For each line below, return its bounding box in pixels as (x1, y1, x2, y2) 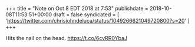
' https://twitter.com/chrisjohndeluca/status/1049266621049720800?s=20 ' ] (5, 17, 190, 24)
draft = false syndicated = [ (53, 11, 120, 18)
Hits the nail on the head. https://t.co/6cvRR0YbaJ (5, 35, 128, 41)
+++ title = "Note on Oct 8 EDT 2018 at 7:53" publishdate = (5, 5, 148, 12)
